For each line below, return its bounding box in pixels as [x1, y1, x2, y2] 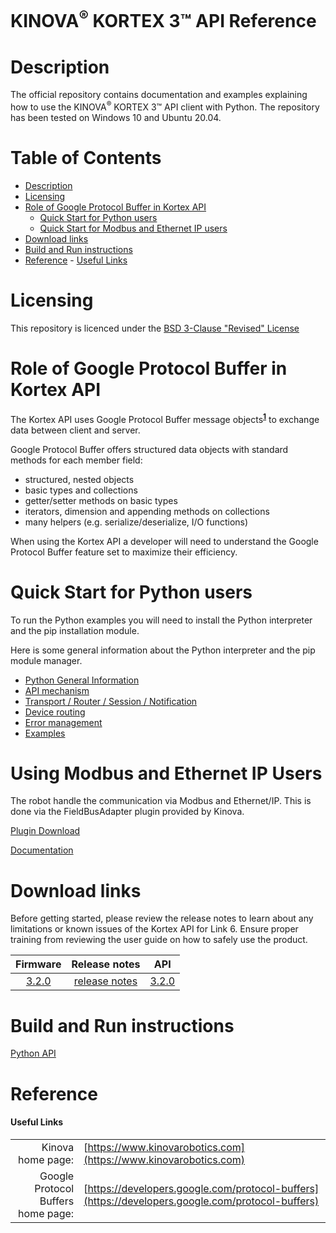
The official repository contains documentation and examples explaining [10, 89, 308, 101]
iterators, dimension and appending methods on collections [24, 505, 270, 517]
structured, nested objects [24, 473, 135, 485]
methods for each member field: [10, 454, 143, 466]
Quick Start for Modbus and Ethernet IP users [39, 222, 228, 235]
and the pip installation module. [10, 624, 140, 636]
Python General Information [24, 674, 140, 686]
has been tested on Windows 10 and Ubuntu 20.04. [10, 112, 222, 124]
